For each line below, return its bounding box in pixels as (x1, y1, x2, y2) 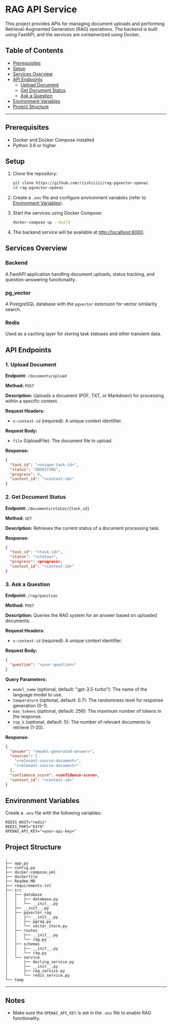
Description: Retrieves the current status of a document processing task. (5, 525, 160, 531)
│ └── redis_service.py (5, 973, 70, 978)
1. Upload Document (5, 361, 56, 368)
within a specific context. (5, 398, 58, 404)
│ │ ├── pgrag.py (5, 919, 52, 925)
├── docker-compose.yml (5, 870, 56, 875)
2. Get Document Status (5, 494, 67, 501)
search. (5, 306, 21, 312)
